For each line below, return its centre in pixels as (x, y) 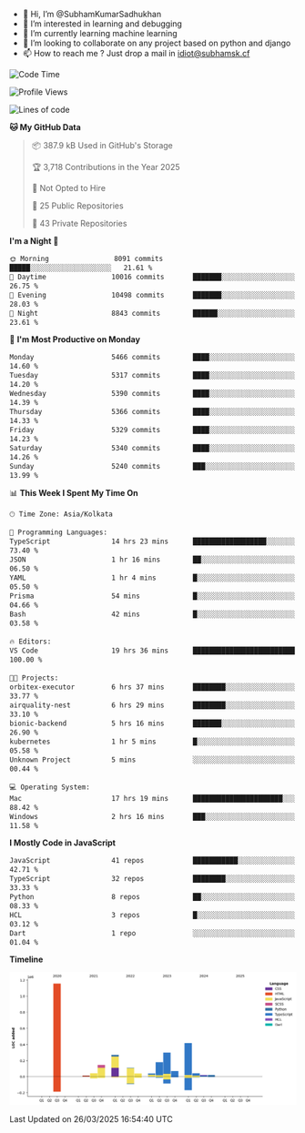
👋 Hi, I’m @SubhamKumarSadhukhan (92, 14)
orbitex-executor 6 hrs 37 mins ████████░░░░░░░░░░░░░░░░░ (152, 687)
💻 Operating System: (50, 787)
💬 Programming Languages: (58, 532)
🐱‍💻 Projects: (34, 678)
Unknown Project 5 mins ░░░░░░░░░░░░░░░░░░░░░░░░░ (152, 760)
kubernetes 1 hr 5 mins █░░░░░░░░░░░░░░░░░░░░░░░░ (152, 742)
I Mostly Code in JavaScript (63, 843)
